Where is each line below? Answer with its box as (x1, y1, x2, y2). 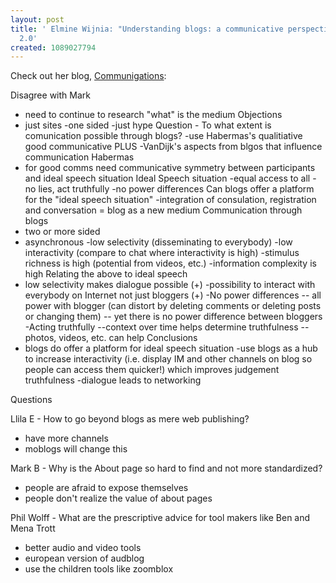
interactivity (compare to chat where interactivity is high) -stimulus (24, 247, 300, 259)
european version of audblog (24, 552, 145, 565)
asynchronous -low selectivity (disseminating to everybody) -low (24, 236, 293, 248)
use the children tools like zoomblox (24, 563, 174, 575)
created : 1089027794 (10, 42, 97, 53)
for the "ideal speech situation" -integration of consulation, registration (24, 194, 317, 206)
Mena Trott (10, 522, 56, 535)
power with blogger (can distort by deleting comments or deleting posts (24, 300, 322, 312)
